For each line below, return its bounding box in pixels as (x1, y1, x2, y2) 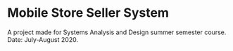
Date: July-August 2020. (7, 35, 79, 43)
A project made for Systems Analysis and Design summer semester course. (7, 28, 227, 36)
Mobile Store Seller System (7, 5, 169, 21)
